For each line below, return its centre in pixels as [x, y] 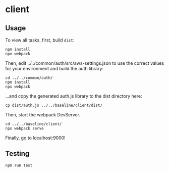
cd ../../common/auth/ [29, 78]
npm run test [19, 165]
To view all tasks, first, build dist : [40, 40]
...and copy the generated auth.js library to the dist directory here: [74, 96]
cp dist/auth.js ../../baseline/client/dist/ [54, 105]
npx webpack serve [24, 128]
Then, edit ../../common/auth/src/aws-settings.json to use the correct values [85, 63]
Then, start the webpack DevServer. [43, 115]
